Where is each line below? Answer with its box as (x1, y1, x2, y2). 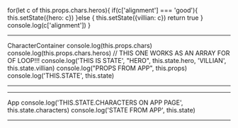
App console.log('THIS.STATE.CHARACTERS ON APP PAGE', (7, 98, 183, 107)
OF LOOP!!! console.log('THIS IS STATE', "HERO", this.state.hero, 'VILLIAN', (7, 57, 227, 64)
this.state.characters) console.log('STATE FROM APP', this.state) (7, 106, 196, 114)
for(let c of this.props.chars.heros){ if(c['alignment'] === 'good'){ (7, 6, 198, 14)
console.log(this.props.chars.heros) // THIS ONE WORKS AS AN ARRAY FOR (7, 49, 230, 57)
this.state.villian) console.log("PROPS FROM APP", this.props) (7, 64, 188, 72)
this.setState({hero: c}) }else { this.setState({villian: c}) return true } (7, 13, 203, 22)
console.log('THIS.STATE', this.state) (7, 71, 115, 80)
